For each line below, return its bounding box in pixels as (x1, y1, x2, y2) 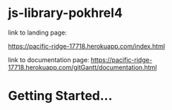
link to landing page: (8, 28, 68, 37)
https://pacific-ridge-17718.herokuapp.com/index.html (8, 42, 165, 50)
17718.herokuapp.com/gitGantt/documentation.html (8, 63, 157, 71)
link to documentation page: (8, 55, 90, 64)
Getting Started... (8, 88, 113, 104)
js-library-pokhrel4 (8, 5, 123, 21)
